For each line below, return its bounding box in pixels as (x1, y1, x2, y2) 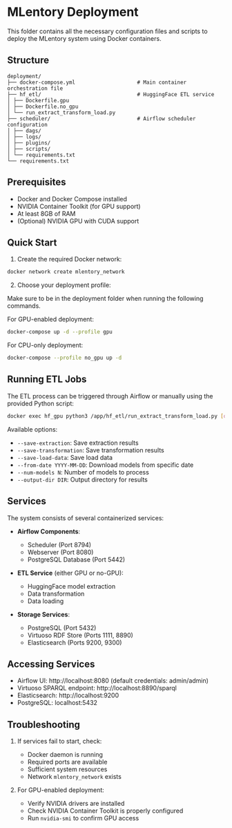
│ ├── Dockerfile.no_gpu (7, 103, 79, 110)
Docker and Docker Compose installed (17, 194, 128, 203)
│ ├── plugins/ (7, 139, 51, 146)
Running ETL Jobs (7, 374, 87, 385)
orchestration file (7, 84, 64, 92)
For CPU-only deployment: (7, 341, 84, 349)
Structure (7, 55, 50, 66)
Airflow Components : (17, 527, 81, 535)
